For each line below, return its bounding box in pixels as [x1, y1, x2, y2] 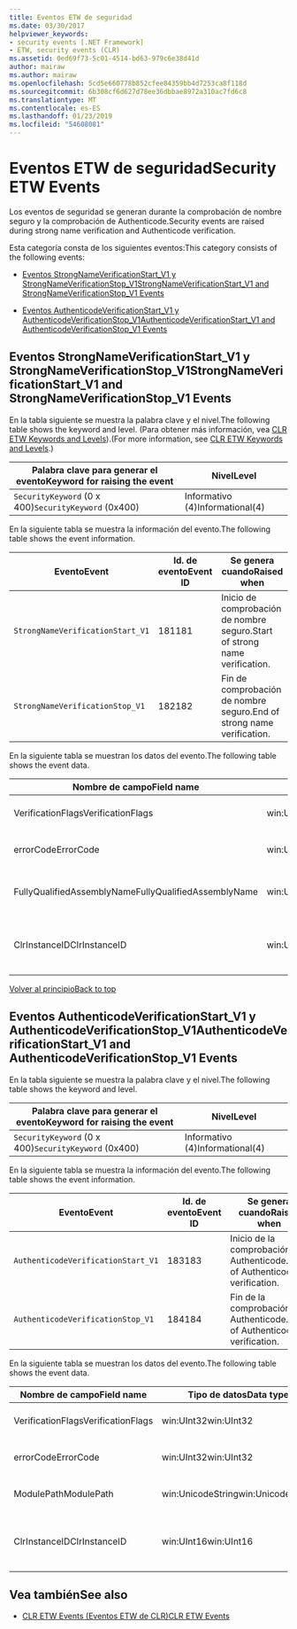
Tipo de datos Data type [187, 1388, 290, 1400]
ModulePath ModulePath [13, 1487, 114, 1500]
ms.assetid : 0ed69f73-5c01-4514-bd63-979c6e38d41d [9, 54, 200, 63]
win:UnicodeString [162, 1487, 239, 1500]
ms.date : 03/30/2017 [9, 21, 86, 30]
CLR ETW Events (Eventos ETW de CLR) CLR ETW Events [21, 1610, 230, 1622]
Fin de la [229, 1290, 266, 1303]
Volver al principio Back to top [9, 983, 117, 994]
